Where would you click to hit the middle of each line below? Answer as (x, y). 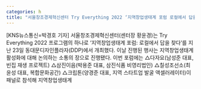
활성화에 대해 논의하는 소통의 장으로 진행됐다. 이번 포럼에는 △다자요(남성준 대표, (100, 57)
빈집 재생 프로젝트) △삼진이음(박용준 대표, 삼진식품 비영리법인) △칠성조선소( (96, 65)
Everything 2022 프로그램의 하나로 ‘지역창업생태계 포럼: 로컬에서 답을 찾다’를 (97, 42)
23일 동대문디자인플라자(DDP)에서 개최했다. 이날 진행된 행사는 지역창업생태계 (103, 50)
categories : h (24, 12)
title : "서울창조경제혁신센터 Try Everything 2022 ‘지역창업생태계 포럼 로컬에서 (96, 17)
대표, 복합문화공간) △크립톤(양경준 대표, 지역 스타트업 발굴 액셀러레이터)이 (104, 72)
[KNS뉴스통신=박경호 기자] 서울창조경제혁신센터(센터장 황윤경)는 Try (87, 35)
